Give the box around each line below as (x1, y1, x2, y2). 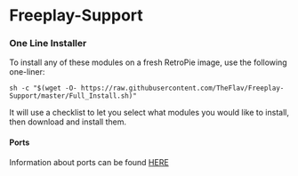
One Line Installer (9, 37, 87, 50)
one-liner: (9, 67, 45, 77)
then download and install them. (9, 116, 127, 127)
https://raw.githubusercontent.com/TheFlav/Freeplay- (80, 84, 285, 93)
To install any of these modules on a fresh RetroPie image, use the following (9, 57, 287, 68)
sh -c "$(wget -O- (9, 84, 77, 93)
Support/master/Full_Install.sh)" (9, 92, 138, 100)
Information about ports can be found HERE (9, 156, 169, 167)
